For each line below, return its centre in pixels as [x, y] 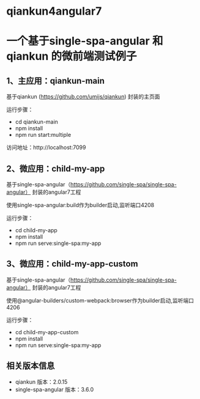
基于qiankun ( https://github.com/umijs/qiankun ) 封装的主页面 [83, 97]
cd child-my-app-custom [47, 332]
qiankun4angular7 [54, 11]
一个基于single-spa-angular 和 [85, 41]
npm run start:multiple [43, 135]
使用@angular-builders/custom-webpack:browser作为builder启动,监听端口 [100, 300]
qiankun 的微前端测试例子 [72, 57]
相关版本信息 [31, 366]
